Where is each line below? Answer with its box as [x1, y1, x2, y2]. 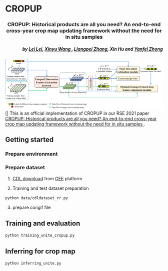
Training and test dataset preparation [12, 185, 89, 191]
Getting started [5, 135, 54, 144]
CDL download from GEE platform [12, 175, 82, 181]
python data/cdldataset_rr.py [5, 195, 68, 201]
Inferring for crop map [5, 247, 76, 255]
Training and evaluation [5, 219, 80, 227]
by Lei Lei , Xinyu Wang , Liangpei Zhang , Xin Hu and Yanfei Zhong [22, 46, 163, 52]
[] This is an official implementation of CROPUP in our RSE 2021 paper [5, 110, 149, 116]
